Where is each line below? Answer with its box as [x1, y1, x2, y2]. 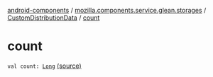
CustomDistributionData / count [7, 13, 100, 22]
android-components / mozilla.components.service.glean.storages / [7, 6, 207, 14]
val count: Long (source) [7, 61, 82, 70]
